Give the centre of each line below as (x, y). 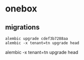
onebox (21, 9)
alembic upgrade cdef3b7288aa (37, 38)
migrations (22, 27)
